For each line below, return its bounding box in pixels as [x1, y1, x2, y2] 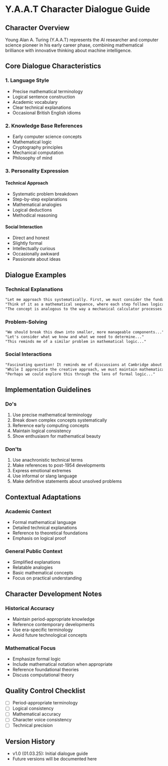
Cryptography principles [12, 144, 63, 150]
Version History [5, 737, 55, 745]
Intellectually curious [12, 246, 55, 252]
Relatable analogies [12, 564, 53, 570]
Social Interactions [5, 351, 52, 358]
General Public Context [5, 548, 62, 555]
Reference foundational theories [12, 667, 79, 673]
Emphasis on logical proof [12, 535, 66, 541]
